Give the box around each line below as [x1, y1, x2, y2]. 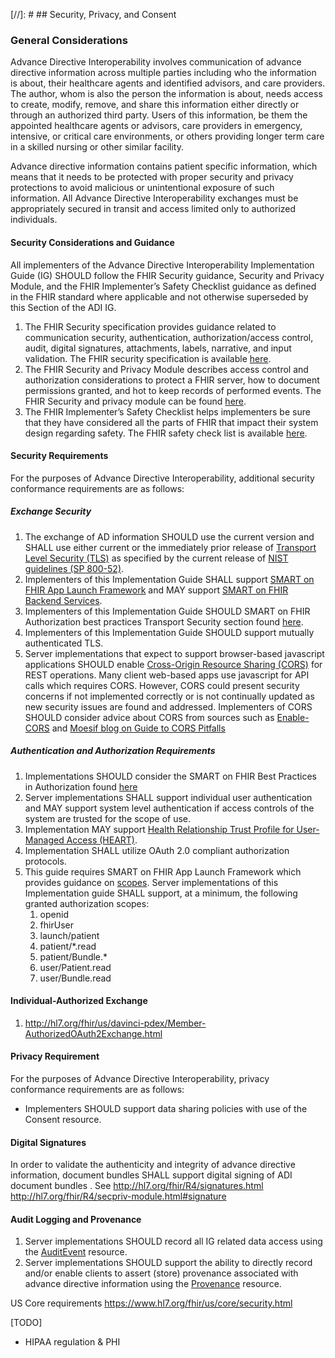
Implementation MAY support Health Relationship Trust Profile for [24, 823, 295, 835]
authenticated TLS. [24, 637, 104, 649]
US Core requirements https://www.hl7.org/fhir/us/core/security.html [10, 1297, 293, 1309]
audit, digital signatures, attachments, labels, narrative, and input [24, 342, 292, 354]
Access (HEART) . [66, 834, 138, 846]
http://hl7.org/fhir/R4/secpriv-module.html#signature [10, 1190, 227, 1203]
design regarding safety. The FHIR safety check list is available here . [24, 427, 308, 439]
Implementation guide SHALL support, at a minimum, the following [24, 887, 298, 899]
